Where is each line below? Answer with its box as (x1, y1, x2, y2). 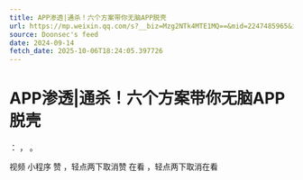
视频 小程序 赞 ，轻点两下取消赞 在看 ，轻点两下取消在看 (9, 161, 218, 172)
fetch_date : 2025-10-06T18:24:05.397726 (9, 47, 164, 56)
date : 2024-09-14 (9, 38, 75, 48)
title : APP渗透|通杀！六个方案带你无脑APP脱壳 (9, 13, 167, 22)
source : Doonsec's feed (9, 30, 99, 39)
